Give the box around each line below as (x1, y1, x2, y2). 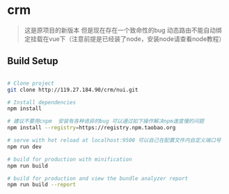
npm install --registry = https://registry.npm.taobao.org (7, 124, 176, 131)
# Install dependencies (7, 99, 77, 106)
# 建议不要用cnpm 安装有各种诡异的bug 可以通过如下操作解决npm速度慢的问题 (7, 118, 205, 125)
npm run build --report (7, 181, 77, 188)
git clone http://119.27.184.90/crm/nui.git (7, 86, 139, 93)
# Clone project (7, 79, 54, 87)
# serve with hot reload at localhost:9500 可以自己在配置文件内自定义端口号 (7, 137, 221, 144)
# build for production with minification (7, 156, 132, 163)
